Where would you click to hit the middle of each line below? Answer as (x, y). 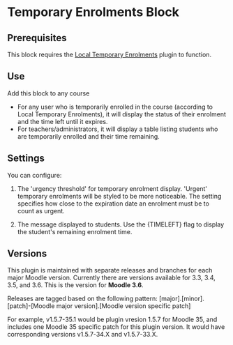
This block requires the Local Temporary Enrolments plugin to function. (109, 54)
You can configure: (35, 175)
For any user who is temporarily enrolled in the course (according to (115, 107)
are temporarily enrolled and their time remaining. (89, 136)
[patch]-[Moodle (31, 306)
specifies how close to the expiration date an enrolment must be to (113, 204)
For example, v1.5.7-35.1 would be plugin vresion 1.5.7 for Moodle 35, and (112, 320)
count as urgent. (41, 210)
